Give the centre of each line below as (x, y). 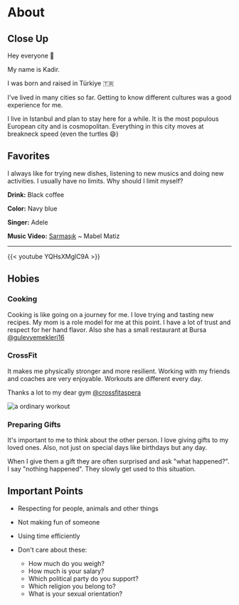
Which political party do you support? (83, 578)
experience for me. (35, 105)
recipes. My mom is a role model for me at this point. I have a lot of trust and (119, 322)
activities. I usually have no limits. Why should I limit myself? (95, 181)
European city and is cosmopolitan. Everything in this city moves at (106, 126)
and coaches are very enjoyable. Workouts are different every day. (105, 378)
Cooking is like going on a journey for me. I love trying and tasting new (111, 314)
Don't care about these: (52, 550)
